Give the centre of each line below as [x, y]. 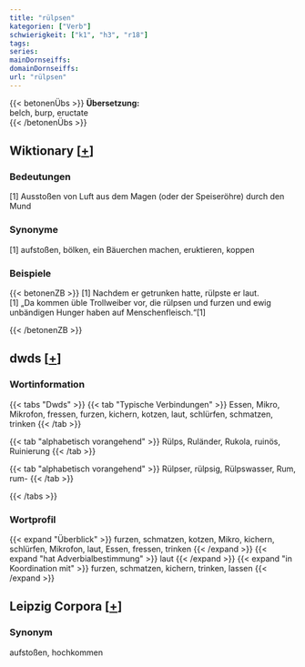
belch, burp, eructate [49, 112]
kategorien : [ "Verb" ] [51, 26]
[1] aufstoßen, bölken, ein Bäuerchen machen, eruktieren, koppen [132, 249]
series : [24, 52]
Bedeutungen [40, 177]
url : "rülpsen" [38, 77]
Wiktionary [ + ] [51, 151]
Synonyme [34, 230]
